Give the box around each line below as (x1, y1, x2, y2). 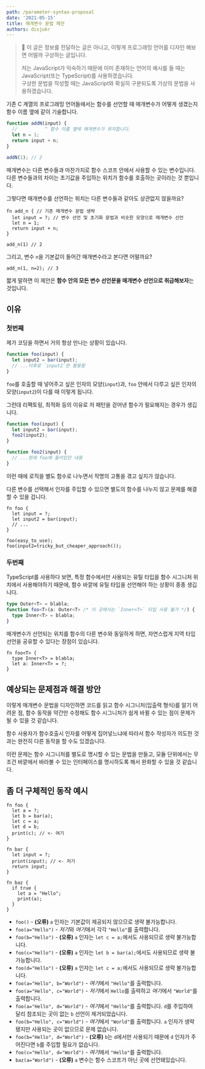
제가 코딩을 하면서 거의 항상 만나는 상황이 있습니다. (6, 339, 127, 347)
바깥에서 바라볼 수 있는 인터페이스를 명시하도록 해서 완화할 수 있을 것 (17, 758, 181, 766)
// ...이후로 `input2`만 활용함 (12, 363, 86, 369)
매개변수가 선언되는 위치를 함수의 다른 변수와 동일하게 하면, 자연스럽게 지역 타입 (6, 630, 196, 637)
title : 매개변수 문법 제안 (6, 20, 65, 26)
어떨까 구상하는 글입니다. (28, 52, 88, 59)
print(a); (17, 896, 43, 902)
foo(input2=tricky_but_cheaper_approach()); (6, 542, 122, 549)
